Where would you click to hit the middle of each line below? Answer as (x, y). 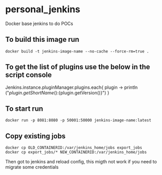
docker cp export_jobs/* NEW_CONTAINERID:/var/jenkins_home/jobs (76, 152)
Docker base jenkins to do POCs (39, 23)
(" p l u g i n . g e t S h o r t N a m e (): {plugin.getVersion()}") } (57, 92)
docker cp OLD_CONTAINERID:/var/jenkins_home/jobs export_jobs (74, 148)
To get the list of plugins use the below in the (78, 67)
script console (29, 75)
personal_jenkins (43, 9)
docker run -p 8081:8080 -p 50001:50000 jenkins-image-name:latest (78, 120)
